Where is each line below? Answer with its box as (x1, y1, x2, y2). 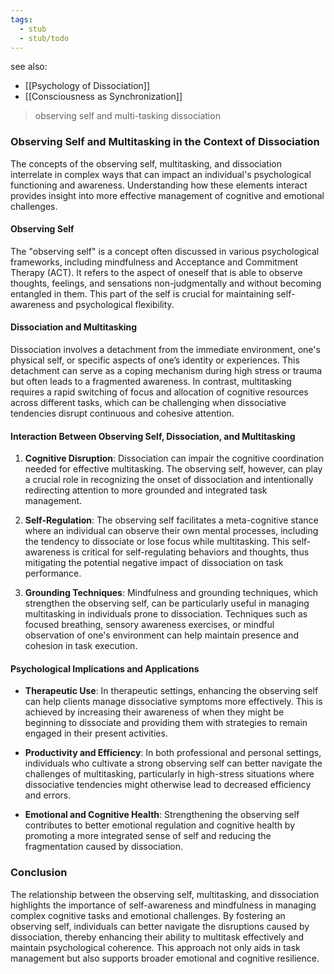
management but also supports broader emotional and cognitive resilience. (10, 952, 320, 964)
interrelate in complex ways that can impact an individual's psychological (10, 168, 312, 180)
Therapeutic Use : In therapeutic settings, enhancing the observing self (24, 685, 319, 697)
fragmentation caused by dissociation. (24, 841, 183, 853)
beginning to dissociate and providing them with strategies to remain (24, 717, 308, 729)
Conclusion (10, 866, 68, 880)
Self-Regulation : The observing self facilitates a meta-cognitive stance (24, 514, 319, 526)
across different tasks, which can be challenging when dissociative (10, 397, 287, 409)
